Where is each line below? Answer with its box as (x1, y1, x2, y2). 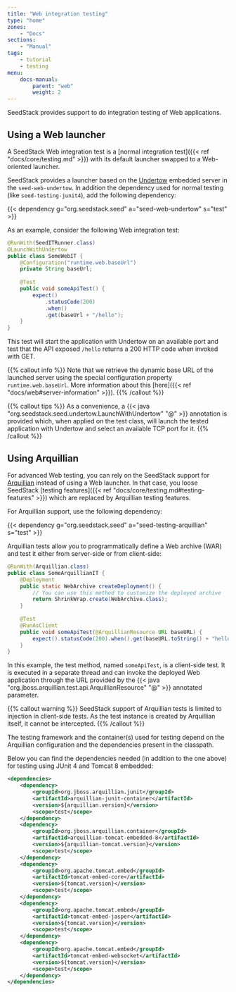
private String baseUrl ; (20, 266, 93, 273)
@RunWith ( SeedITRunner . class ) (7, 239, 96, 247)
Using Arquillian (7, 452, 79, 464)
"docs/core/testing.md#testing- (112, 486, 205, 494)
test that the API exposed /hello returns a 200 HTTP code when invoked (7, 345, 218, 353)
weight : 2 (32, 89, 61, 96)
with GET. (7, 352, 36, 361)
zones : (7, 23, 27, 30)
